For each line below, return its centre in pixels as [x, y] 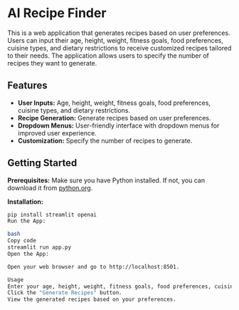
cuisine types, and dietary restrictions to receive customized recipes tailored [119, 48]
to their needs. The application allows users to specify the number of [108, 56]
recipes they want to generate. [52, 63]
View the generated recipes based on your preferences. [92, 300]
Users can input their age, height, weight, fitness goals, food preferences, [116, 40]
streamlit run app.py [39, 247]
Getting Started [42, 163]
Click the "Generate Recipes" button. [65, 293]
